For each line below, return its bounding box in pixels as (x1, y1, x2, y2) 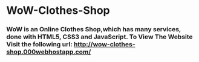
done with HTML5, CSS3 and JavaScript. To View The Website (6, 33, 193, 41)
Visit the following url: (6, 40, 73, 49)
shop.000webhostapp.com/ (6, 48, 91, 56)
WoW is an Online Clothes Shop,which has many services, (6, 25, 181, 34)
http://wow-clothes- (73, 40, 135, 49)
